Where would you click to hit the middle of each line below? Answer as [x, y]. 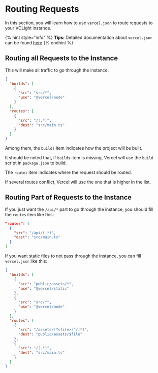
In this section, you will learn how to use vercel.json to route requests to [79, 23]
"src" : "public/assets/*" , [46, 284]
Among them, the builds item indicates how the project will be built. [74, 148]
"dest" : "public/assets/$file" [50, 334]
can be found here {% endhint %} [39, 42]
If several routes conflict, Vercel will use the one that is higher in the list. [78, 182]
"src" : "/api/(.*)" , [35, 233]
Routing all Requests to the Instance [62, 58]
